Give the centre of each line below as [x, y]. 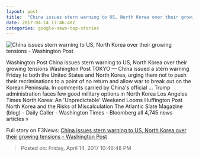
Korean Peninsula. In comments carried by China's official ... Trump [88, 88]
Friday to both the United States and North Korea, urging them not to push [96, 75]
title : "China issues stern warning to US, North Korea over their [92, 17]
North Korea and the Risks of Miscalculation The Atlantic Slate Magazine [94, 106]
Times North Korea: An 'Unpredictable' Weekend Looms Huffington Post [94, 100]
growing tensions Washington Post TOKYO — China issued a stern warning [98, 69]
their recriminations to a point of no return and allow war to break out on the [99, 81]
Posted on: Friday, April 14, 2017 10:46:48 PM [76, 148]
